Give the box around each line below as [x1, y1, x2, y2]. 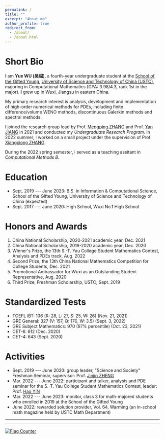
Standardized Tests [5, 296, 86, 307]
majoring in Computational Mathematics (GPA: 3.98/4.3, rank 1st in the [5, 83, 147, 89]
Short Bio [5, 56, 44, 67]
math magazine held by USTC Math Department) [12, 409, 111, 415]
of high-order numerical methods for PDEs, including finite [5, 104, 124, 110]
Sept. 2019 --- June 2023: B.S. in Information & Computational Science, [12, 188, 158, 194]
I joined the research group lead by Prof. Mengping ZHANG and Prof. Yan [5, 124, 153, 130]
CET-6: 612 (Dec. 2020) [12, 329, 60, 334]
